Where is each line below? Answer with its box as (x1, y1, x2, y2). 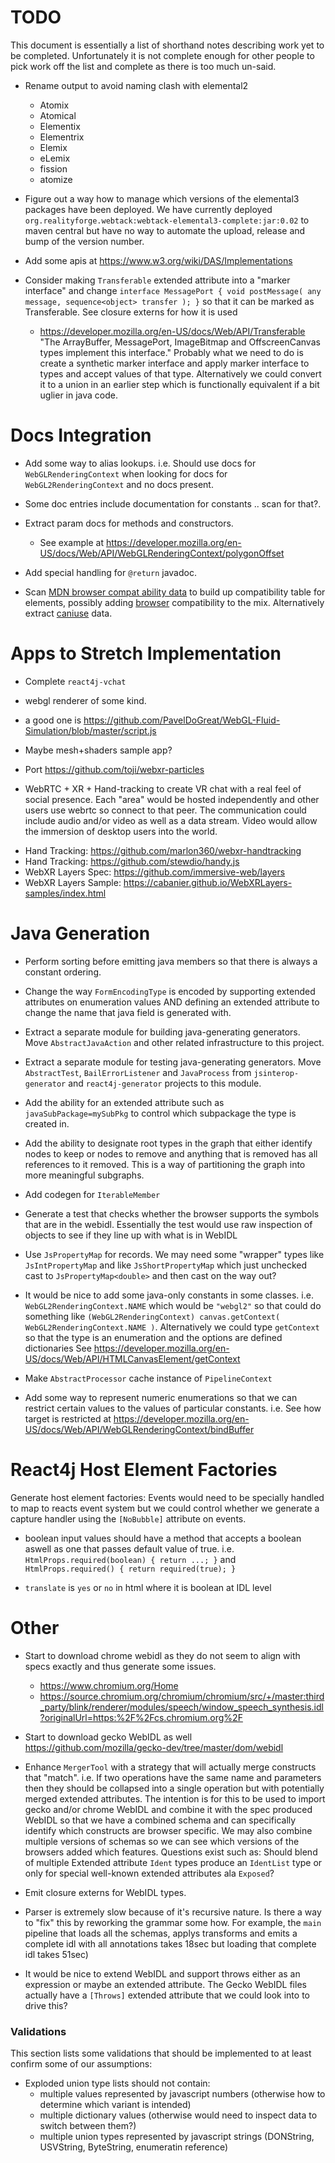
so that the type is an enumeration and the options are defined (24, 1331, 283, 1343)
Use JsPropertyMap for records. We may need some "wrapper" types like (24, 1248, 325, 1260)
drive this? (24, 1999, 68, 2011)
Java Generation (10, 922, 151, 945)
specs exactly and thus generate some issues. (24, 1660, 217, 1672)
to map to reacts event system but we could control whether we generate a (10, 1502, 320, 1514)
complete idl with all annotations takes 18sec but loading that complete (24, 1937, 317, 1950)
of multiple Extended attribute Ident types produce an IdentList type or (24, 1856, 323, 1868)
